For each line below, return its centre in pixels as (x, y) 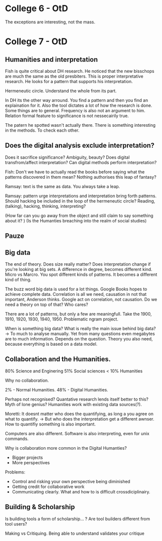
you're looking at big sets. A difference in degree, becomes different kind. (79, 269)
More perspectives (31, 462)
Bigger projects (27, 457)
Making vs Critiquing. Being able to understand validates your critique (75, 533)
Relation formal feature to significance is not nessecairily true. (67, 116)
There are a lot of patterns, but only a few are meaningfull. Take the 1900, (78, 314)
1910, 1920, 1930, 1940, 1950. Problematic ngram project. (62, 319)
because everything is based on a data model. (51, 344)
